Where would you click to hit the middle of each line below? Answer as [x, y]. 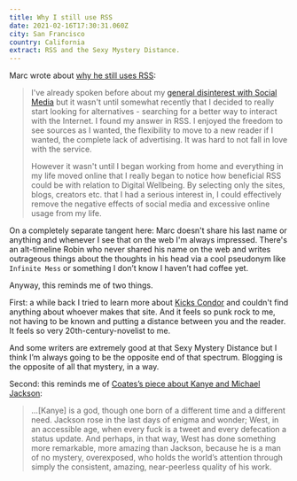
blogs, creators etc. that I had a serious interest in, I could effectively [156, 195]
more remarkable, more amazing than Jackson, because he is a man [156, 448]
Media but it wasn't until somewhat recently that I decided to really [152, 102]
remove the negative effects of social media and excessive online [150, 204]
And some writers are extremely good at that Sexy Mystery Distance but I [143, 348]
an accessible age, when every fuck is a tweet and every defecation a [158, 430]
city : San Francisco [47, 34]
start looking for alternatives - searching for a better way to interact [154, 112]
